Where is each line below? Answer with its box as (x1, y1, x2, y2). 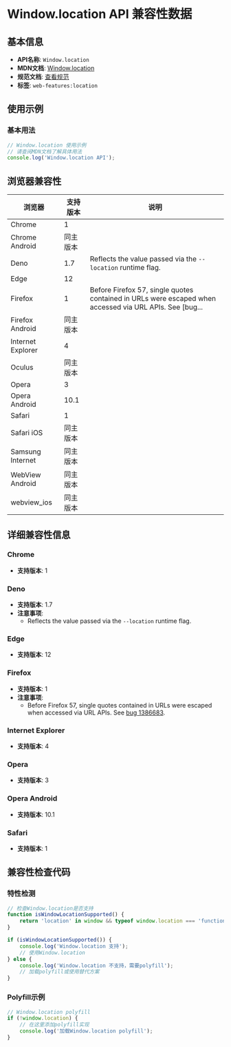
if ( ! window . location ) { (7, 1015, 78, 1022)
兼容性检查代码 (7, 867, 71, 878)
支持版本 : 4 (16, 742, 49, 750)
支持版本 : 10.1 (16, 810, 55, 818)
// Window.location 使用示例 (7, 142, 87, 149)
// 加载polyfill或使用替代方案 (19, 969, 100, 975)
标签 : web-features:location (16, 81, 98, 89)
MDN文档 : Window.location (16, 64, 95, 72)
